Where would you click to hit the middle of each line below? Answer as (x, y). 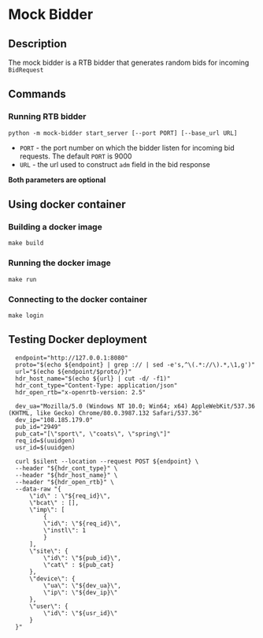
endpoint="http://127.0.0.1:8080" (72, 358)
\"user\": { (48, 606)
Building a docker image (55, 227)
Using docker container (67, 205)
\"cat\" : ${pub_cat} (78, 565)
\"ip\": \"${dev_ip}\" (80, 592)
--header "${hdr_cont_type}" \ (67, 468)
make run (22, 279)
